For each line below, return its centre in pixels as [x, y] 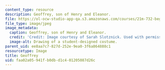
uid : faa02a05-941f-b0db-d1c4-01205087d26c [50, 60]
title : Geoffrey [22, 55]
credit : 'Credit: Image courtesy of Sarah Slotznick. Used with [77, 37]
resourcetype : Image [26, 51]
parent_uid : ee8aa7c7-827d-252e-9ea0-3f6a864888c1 [58, 46]
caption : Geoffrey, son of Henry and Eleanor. [58, 33]
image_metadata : [22, 28]
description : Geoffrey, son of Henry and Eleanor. [58, 14]
